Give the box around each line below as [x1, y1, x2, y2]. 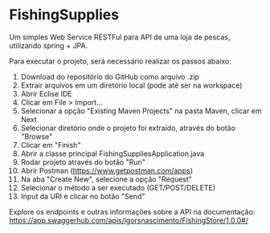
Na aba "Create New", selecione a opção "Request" [20, 174, 192, 184]
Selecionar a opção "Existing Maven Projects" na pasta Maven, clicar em [20, 106, 262, 116]
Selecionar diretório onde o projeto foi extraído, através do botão [20, 123, 236, 133]
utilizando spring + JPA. [9, 40, 88, 50]
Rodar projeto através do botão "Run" [20, 157, 145, 166]
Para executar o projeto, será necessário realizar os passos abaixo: [9, 56, 232, 66]
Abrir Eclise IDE [20, 88, 72, 98]
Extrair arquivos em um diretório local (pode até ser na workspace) [20, 80, 243, 90]
